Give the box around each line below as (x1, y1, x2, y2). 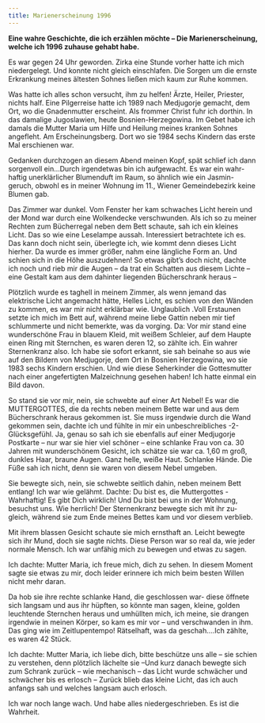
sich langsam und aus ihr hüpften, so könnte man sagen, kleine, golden (8, 600, 240, 610)
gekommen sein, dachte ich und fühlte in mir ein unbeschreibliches (8, 421, 227, 430)
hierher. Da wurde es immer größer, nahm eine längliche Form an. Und (8, 247, 237, 256)
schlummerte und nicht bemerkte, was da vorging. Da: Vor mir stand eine (8, 321, 247, 330)
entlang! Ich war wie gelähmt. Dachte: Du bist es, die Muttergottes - (8, 486, 229, 496)
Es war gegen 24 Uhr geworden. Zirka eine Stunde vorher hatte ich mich (8, 57, 245, 67)
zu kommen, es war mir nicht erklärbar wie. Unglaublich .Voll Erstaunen (8, 304, 241, 313)
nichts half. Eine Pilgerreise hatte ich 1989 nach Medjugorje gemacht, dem (8, 98, 251, 107)
